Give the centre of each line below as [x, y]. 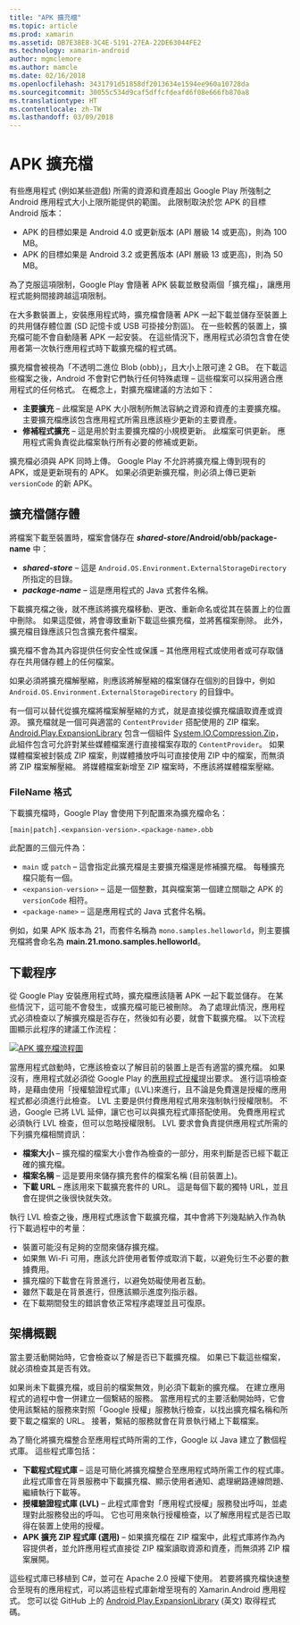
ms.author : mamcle [43, 68]
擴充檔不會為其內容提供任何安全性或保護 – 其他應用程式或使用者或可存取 [142, 650]
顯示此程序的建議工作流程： [67, 1029]
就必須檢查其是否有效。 [52, 1368]
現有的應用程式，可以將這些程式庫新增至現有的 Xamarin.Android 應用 [151, 1589]
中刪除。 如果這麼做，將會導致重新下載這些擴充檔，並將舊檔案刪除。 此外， [148, 620]
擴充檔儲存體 [45, 514]
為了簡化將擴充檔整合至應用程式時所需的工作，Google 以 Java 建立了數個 [144, 1439]
